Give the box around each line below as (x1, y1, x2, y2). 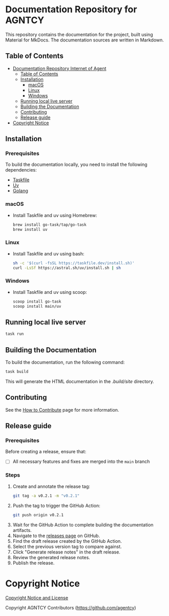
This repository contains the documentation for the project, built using (5, 31, 153, 37)
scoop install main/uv (12, 304, 61, 309)
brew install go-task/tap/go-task (12, 222, 87, 227)
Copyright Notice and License (5, 594, 68, 601)
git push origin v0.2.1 (12, 512, 64, 518)
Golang (12, 188, 28, 194)
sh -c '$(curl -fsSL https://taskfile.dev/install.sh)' (12, 260, 135, 266)
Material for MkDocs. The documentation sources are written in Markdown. (5, 37, 164, 43)
